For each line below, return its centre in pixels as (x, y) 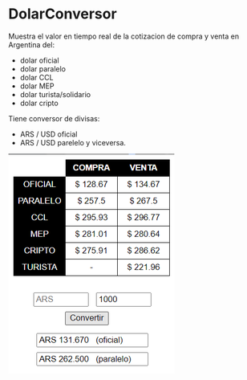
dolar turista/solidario (55, 94)
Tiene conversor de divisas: (54, 118)
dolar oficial (39, 60)
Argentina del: (31, 44)
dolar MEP (37, 86)
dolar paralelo (43, 68)
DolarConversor (63, 14)
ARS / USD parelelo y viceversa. (73, 142)
